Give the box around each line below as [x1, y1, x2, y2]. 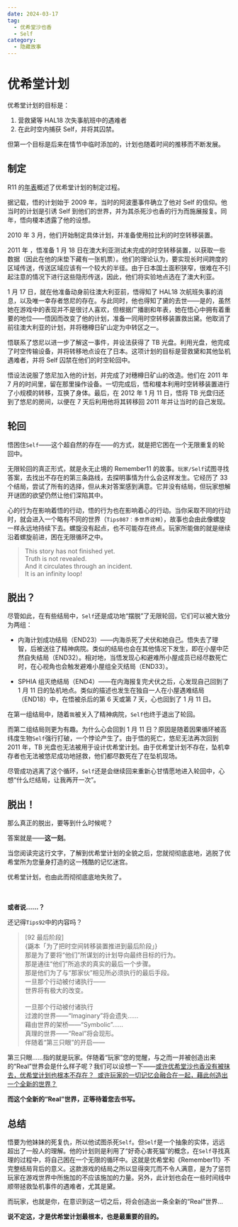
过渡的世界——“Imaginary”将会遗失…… [24, 1011, 139, 1020]
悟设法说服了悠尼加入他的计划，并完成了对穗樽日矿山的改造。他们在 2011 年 [7, 370, 229, 379]
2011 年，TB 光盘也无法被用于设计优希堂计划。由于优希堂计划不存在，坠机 [7, 743, 225, 752]
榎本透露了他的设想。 [31, 216, 94, 224]
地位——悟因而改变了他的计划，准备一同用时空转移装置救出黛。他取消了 [19, 313, 231, 323]
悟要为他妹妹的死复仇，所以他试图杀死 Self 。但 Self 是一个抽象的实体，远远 [7, 1138, 225, 1146]
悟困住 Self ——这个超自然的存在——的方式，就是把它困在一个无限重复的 [7, 440, 219, 449]
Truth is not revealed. [24, 554, 87, 562]
